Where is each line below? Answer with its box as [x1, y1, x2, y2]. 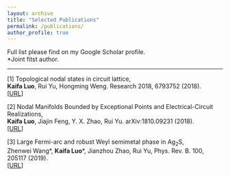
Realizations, [7, 110, 43, 118]
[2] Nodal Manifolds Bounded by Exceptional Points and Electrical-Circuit [7, 103, 214, 111]
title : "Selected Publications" [7, 16, 99, 23]
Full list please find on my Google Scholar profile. [7, 48, 146, 56]
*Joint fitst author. [7, 55, 60, 64]
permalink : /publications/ [7, 23, 84, 29]
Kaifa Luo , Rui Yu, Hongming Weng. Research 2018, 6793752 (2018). [7, 82, 202, 90]
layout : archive [7, 10, 53, 17]
